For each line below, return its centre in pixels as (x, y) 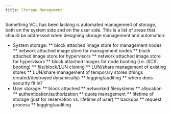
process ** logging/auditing (42, 104)
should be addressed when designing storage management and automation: (86, 35)
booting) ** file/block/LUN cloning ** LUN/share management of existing (89, 67)
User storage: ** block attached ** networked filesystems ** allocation (87, 88)
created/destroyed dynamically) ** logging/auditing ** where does (83, 77)
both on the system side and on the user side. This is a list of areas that (80, 30)
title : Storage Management (34, 10)
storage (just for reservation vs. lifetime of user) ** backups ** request (87, 99)
